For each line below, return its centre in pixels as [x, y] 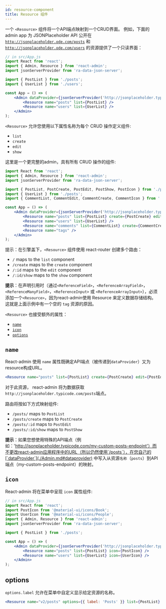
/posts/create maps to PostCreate [47, 419]
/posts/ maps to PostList [38, 413]
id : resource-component [30, 10]
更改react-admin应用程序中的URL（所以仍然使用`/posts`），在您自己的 [80, 452]
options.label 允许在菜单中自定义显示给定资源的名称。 [61, 592]
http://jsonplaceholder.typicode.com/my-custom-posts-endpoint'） [84, 446]
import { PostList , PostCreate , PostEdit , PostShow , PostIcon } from [78, 189]
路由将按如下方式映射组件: [32, 404]
